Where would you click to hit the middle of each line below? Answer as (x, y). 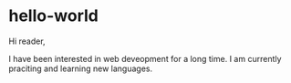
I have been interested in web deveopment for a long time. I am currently (145, 58)
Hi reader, (27, 41)
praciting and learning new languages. (80, 68)
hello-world (54, 16)
